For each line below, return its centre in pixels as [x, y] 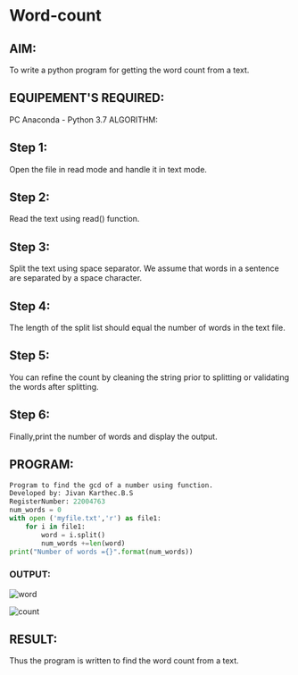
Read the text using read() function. [74, 219]
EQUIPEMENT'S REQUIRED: [87, 98]
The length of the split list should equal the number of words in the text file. [147, 328]
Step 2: [30, 198]
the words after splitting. [54, 386]
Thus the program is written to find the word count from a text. [124, 661]
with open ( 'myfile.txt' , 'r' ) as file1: [86, 519]
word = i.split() [73, 535]
